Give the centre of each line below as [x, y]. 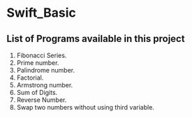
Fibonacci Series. [42, 55]
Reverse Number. [42, 100]
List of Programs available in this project [96, 39]
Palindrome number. [45, 70]
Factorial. [30, 78]
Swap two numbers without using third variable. [86, 107]
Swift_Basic [41, 13]
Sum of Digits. [37, 93]
